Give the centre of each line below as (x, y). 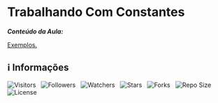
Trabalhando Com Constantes (96, 12)
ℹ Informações (38, 68)
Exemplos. (22, 45)
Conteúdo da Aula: (35, 31)
